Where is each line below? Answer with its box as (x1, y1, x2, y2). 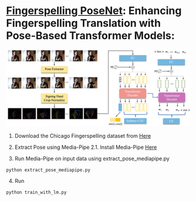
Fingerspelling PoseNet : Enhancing (6, 4, 182, 18)
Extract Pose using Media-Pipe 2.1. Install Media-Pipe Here (14, 144, 157, 151)
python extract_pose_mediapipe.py (6, 167, 91, 173)
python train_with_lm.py (6, 189, 67, 196)
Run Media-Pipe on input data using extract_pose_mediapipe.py (14, 155, 170, 162)
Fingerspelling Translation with (6, 16, 161, 30)
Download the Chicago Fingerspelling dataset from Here (14, 132, 151, 139)
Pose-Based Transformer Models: (6, 29, 175, 42)
